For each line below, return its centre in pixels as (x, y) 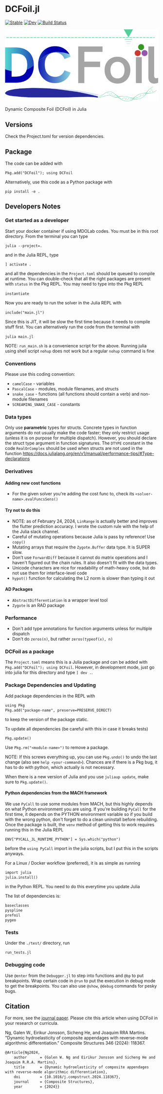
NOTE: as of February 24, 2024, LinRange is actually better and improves (85, 521)
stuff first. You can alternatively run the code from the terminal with (72, 327)
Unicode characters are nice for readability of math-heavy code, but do (84, 567)
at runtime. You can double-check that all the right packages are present (78, 279)
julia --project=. (24, 246)
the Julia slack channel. (36, 531)
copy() (19, 542)
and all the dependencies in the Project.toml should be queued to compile (80, 273)
